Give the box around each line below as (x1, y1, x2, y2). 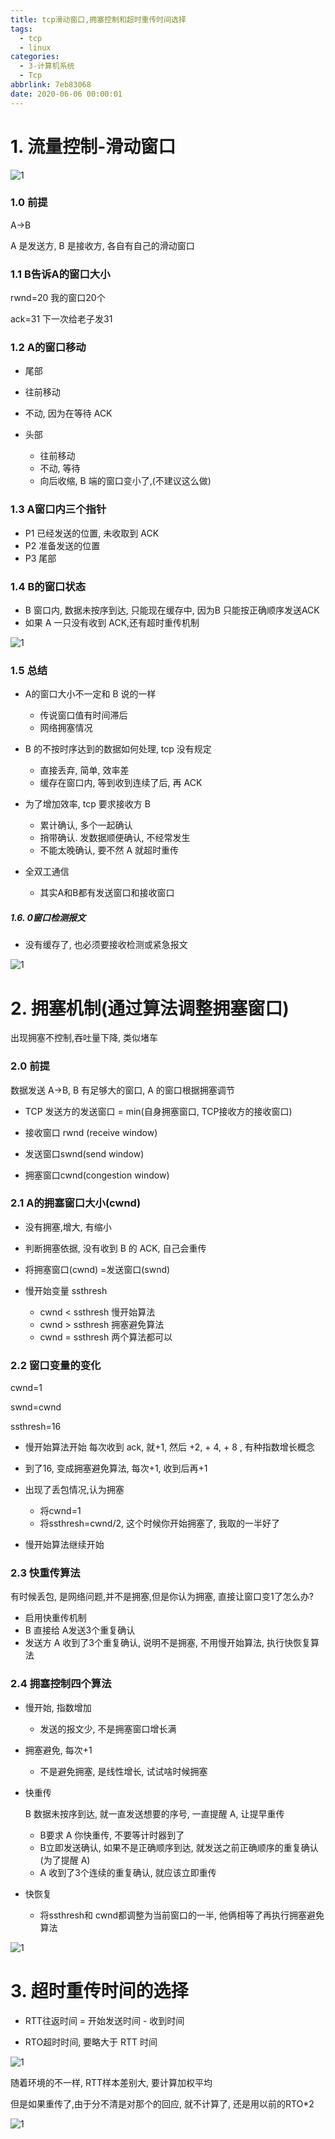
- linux (19, 42, 52, 53)
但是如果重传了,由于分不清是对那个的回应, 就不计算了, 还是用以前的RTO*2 (10, 2097, 315, 2110)
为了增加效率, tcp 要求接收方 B (24, 798, 151, 810)
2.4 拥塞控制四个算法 (10, 1677, 112, 1691)
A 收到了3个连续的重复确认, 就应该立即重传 (39, 1866, 217, 1878)
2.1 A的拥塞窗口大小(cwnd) (10, 1196, 142, 1210)
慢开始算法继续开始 (24, 1539, 105, 1551)
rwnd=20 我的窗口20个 (10, 292, 106, 304)
